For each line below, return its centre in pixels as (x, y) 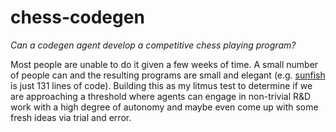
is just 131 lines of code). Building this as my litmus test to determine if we (161, 85)
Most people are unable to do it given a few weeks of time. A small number (164, 64)
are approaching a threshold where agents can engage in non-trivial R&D (161, 96)
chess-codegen (77, 17)
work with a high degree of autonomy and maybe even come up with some (164, 107)
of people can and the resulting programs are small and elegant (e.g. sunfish (168, 75)
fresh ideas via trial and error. (71, 117)
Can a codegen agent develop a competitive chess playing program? (153, 45)
